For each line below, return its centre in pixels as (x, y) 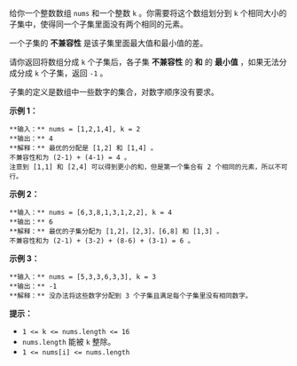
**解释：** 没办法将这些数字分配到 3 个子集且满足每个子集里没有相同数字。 (131, 296)
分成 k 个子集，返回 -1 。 (62, 73)
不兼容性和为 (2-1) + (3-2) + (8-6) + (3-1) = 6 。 (102, 241)
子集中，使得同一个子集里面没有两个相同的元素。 (98, 24)
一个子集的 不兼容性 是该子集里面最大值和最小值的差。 (109, 43)
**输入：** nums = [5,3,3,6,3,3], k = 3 (83, 277)
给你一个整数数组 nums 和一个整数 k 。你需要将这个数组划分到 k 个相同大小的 (148, 13)
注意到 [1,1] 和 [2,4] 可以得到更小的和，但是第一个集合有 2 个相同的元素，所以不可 (148, 167)
